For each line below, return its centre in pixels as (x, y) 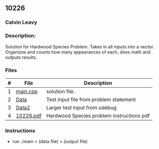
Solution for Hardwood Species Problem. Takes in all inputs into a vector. (80, 46)
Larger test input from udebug (82, 108)
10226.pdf (29, 116)
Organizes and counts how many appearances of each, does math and (78, 52)
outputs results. (21, 57)
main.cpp (27, 91)
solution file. (61, 91)
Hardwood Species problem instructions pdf (98, 116)
